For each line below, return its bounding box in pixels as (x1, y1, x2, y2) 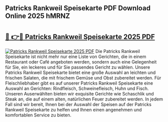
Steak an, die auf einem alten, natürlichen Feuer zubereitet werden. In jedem (5, 96, 163, 102)
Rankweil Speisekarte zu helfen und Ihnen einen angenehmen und (5, 107, 142, 112)
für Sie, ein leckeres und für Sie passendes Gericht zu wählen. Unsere (5, 64, 150, 70)
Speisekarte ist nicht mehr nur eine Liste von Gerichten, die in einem (5, 53, 146, 59)
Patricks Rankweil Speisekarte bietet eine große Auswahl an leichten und (5, 69, 156, 75)
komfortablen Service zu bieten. (5, 112, 72, 118)
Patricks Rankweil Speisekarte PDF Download (5, 4, 151, 12)
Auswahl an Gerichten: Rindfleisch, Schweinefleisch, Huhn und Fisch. (5, 85, 149, 91)
